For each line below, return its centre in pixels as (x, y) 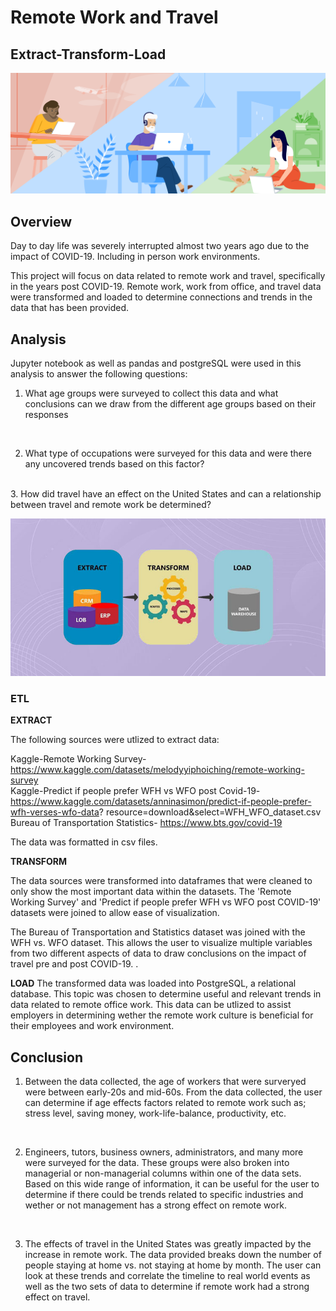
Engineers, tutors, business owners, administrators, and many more (164, 1152)
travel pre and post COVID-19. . (74, 964)
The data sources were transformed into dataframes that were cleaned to (161, 881)
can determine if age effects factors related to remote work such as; (165, 1103)
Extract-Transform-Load (88, 54)
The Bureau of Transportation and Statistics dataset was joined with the (158, 932)
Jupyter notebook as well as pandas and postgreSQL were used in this (156, 363)
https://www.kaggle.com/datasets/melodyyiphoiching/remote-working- (157, 770)
